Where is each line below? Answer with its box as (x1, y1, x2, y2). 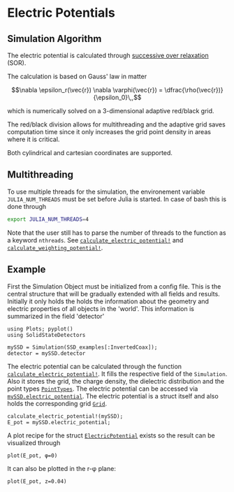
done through (7, 202, 47, 210)
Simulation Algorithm (7, 33, 102, 45)
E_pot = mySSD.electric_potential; (7, 419, 111, 426)
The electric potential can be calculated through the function (7, 362, 182, 370)
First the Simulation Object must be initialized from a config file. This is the (7, 282, 221, 291)
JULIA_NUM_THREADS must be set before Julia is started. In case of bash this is (7, 194, 227, 203)
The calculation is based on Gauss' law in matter (7, 72, 147, 80)
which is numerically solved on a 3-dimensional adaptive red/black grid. (7, 107, 214, 115)
